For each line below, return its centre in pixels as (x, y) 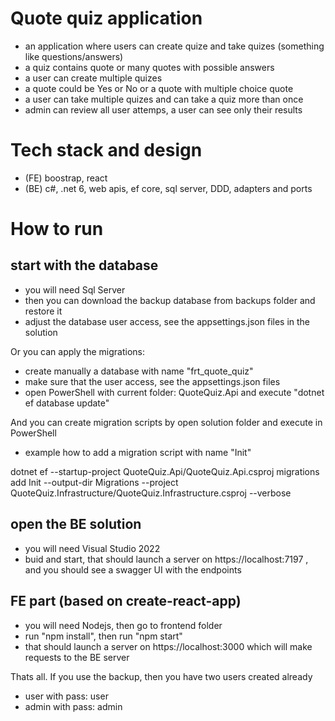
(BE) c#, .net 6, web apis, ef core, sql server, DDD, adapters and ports (168, 188)
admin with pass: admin (73, 706)
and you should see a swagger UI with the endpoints (133, 569)
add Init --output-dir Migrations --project (94, 482)
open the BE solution (76, 524)
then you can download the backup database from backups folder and (170, 300)
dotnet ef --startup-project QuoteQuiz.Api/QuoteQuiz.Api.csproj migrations (165, 471)
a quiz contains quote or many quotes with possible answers (149, 67)
